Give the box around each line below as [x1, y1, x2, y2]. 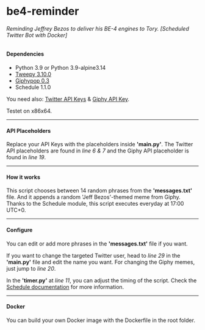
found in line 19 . [6, 154, 46, 161]
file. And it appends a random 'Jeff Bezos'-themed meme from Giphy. [6, 193, 181, 201]
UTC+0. [6, 206, 26, 214]
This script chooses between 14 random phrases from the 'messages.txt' [6, 187, 193, 194]
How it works [6, 173, 41, 181]
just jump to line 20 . [6, 264, 56, 272]
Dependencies [6, 50, 45, 58]
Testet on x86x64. [6, 107, 52, 114]
